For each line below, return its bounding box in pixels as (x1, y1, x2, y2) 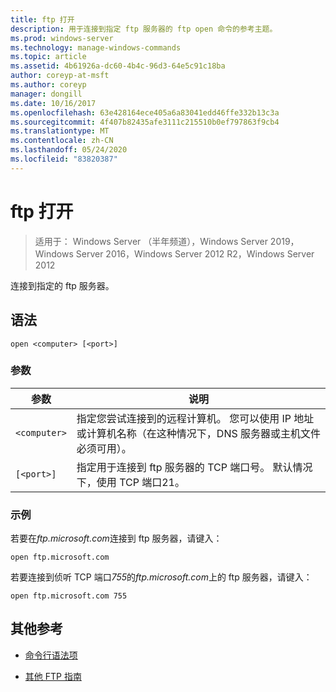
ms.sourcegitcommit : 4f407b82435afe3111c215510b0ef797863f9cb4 (10, 117, 280, 127)
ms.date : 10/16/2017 (10, 98, 97, 108)
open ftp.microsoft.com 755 (10, 591, 128, 601)
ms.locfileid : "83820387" (10, 154, 118, 164)
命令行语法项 (24, 649, 78, 661)
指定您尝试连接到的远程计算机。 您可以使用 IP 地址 (76, 411, 315, 425)
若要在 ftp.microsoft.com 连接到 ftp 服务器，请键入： (10, 532, 223, 545)
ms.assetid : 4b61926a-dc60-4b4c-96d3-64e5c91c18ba (10, 61, 226, 71)
